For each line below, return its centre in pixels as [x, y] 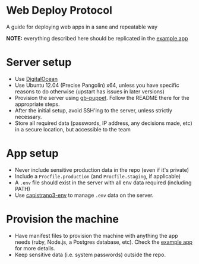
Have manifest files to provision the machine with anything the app [96, 235]
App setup [32, 154]
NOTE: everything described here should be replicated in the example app [97, 38]
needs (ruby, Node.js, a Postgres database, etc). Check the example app [104, 242]
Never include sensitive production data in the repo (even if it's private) [102, 169]
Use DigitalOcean [36, 78]
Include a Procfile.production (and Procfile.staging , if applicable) [98, 176]
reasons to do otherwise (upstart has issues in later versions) [90, 91]
